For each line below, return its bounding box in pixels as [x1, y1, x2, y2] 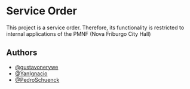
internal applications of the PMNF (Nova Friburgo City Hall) [6, 30, 151, 37]
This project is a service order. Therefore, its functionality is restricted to [6, 24, 185, 31]
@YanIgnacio [14, 70, 48, 77]
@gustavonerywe [14, 63, 59, 70]
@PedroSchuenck [14, 76, 60, 83]
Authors [6, 48, 38, 58]
